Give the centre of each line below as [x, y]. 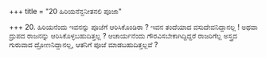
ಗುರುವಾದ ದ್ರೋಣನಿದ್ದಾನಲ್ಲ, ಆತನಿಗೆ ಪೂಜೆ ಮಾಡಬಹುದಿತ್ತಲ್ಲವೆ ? [84, 45]
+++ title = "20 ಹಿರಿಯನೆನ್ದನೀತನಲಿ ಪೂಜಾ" [66, 11]
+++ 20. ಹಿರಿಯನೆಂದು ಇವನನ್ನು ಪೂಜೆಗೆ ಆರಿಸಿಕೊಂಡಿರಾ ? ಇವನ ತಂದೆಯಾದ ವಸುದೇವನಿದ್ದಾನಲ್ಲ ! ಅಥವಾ [133, 27]
